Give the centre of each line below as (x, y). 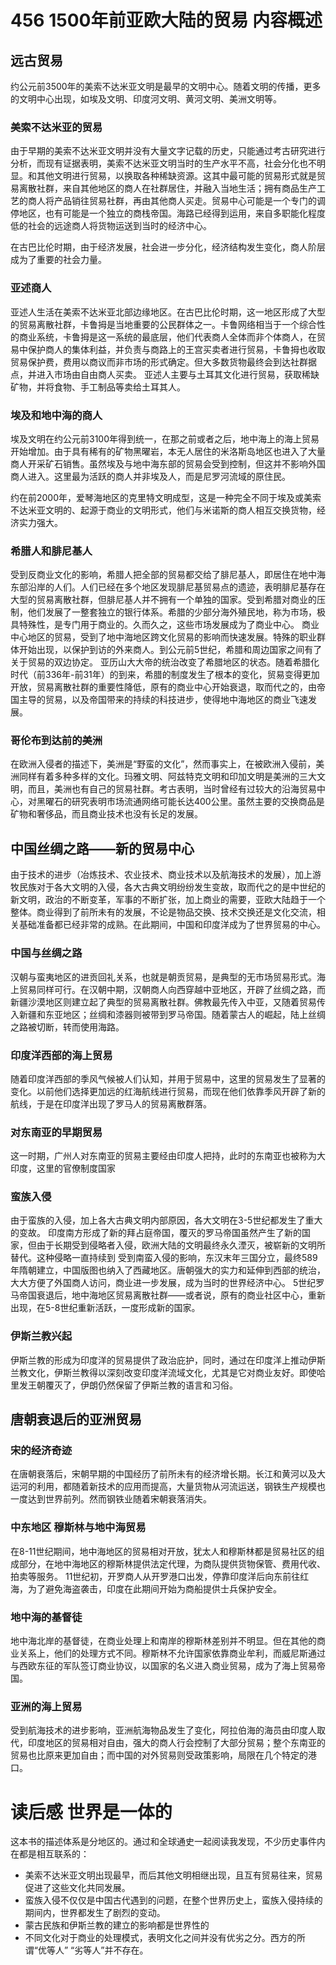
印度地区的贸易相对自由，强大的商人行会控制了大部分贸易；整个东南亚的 (176, 1743)
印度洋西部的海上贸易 (61, 1055)
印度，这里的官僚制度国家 (63, 1168)
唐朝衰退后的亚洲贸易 (76, 1419)
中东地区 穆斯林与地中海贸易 (78, 1528)
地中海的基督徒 (46, 1617)
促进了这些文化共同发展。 (77, 1888)
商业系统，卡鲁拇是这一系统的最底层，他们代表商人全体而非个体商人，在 (167, 337)
